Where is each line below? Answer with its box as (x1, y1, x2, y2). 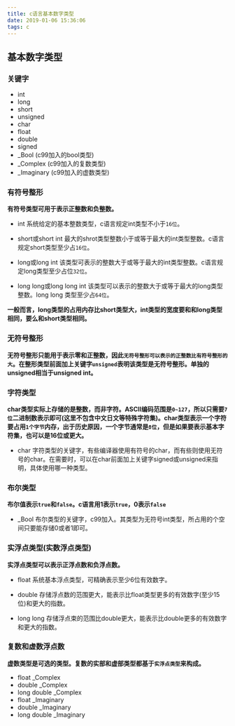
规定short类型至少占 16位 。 (17, 243, 94, 252)
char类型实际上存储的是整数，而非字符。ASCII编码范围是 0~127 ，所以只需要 (7, 405, 225, 413)
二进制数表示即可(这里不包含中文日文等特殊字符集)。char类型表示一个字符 (12, 413, 227, 422)
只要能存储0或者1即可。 (23, 524, 92, 532)
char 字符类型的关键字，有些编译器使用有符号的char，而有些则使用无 (17, 446, 217, 455)
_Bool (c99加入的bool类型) (17, 151, 94, 159)
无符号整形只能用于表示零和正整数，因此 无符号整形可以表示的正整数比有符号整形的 (7, 351, 228, 359)
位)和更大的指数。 (17, 599, 69, 607)
